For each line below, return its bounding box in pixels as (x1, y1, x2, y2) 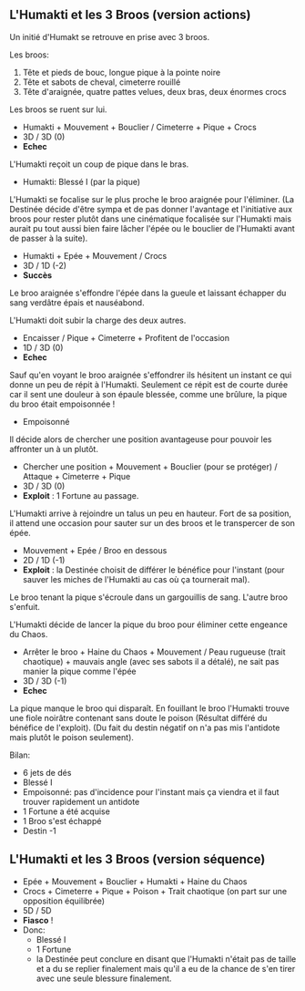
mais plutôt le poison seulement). (9, 731, 135, 742)
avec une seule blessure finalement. (36, 973, 172, 984)
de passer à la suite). (9, 232, 88, 243)
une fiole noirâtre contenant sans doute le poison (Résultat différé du (9, 712, 268, 723)
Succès (22, 269, 53, 281)
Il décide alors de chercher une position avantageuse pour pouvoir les (9, 433, 272, 445)
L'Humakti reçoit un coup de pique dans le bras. (9, 159, 189, 170)
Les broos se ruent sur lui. (9, 104, 107, 115)
